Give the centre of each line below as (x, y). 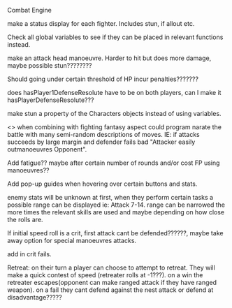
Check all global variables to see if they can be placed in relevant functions (115, 37)
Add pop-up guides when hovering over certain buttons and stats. (102, 184)
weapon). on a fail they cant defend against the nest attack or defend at (110, 290)
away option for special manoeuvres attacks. (72, 241)
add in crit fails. (29, 254)
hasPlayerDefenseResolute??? (51, 100)
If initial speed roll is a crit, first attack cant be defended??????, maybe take (115, 233)
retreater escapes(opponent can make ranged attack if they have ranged (112, 283)
